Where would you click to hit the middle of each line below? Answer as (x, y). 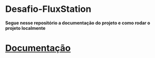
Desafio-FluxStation (48, 9)
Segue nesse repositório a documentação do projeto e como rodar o (78, 23)
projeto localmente (25, 28)
